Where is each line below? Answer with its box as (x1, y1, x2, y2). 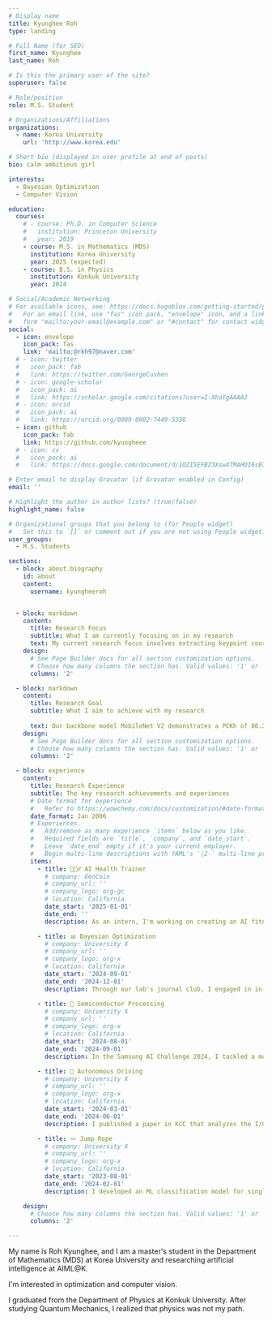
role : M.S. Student (8, 101, 74, 110)
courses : (15, 213, 45, 221)
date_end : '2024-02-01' (44, 1180, 125, 1188)
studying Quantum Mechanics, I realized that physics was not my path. (8, 1304, 244, 1314)
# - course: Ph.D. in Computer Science (23, 220, 158, 228)
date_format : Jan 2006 (29, 812, 107, 820)
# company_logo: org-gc (44, 888, 125, 896)
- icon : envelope (15, 333, 74, 341)
